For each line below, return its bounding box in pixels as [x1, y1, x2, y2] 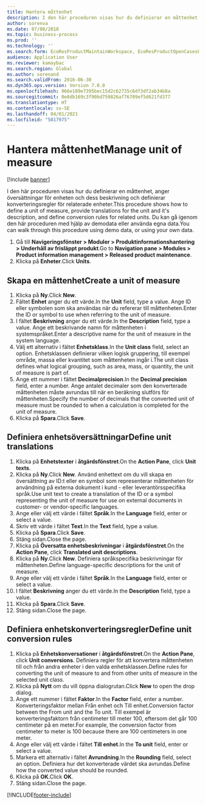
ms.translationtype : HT [7, 99, 68, 105]
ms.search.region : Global [7, 65, 72, 72]
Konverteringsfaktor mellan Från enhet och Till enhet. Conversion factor [15, 702, 194, 709]
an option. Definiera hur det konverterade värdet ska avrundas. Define [15, 760, 190, 767]
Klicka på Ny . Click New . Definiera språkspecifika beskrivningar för [15, 555, 183, 562]
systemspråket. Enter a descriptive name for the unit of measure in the [15, 330, 191, 337]
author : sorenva [7, 20, 48, 26]
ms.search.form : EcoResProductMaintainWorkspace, [7, 49, 136, 55]
